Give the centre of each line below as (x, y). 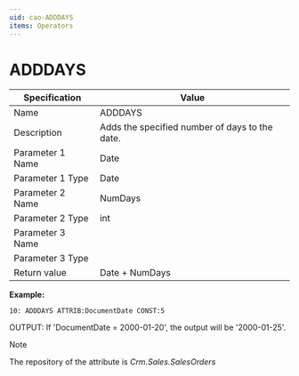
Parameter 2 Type (51, 219)
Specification (53, 98)
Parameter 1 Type (51, 179)
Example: (27, 295)
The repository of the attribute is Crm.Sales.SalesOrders (113, 362)
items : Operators (41, 26)
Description (38, 132)
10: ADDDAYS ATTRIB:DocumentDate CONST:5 (87, 311)
